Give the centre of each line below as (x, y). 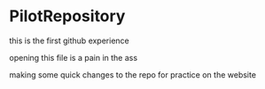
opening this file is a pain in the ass (74, 57)
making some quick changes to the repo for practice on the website (133, 74)
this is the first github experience (70, 41)
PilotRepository (67, 16)
